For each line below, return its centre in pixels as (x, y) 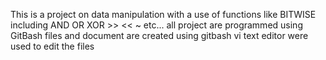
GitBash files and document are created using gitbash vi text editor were (159, 35)
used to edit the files (52, 46)
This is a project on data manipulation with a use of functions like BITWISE (163, 14)
